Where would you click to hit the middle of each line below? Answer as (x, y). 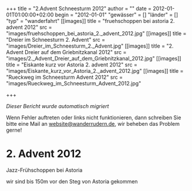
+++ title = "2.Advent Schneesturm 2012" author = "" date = (79, 9)
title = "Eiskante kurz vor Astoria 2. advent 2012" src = (72, 65)
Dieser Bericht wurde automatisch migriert (58, 106)
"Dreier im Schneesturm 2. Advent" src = (56, 40)
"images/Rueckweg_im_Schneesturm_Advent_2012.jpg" (74, 83)
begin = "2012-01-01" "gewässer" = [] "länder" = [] (116, 15)
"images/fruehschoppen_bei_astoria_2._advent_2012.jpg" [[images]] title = (96, 33)
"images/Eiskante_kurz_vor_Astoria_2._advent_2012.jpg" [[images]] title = (95, 71)
